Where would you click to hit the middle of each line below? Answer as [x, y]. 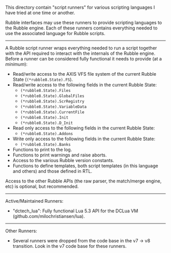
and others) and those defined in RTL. [52, 171]
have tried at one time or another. [40, 13]
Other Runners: [21, 231]
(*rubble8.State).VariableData [53, 107]
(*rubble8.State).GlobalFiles [52, 96]
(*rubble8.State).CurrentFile [52, 112]
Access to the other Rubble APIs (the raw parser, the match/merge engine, [83, 181]
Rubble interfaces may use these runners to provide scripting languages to [83, 23]
